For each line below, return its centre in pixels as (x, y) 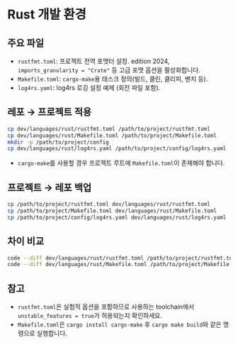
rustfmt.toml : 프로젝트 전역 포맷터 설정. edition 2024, (93, 61)
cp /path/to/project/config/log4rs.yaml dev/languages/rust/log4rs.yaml (117, 217)
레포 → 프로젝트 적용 (50, 112)
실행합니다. (52, 333)
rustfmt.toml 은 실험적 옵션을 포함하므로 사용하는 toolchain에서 (106, 307)
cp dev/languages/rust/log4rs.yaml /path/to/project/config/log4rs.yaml (117, 149)
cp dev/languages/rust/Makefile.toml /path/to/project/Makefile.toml (112, 135)
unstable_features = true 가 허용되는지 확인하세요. (90, 316)
